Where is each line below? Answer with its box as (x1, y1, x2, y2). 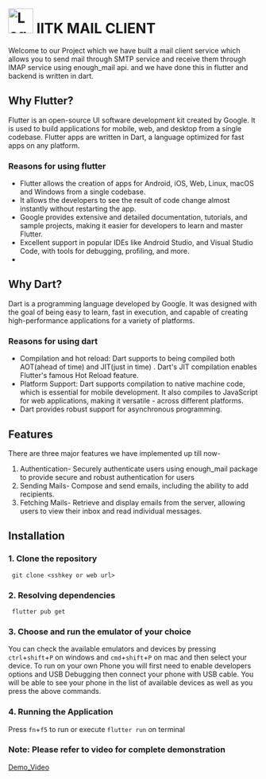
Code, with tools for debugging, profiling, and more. (19, 247, 190, 256)
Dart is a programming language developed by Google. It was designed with (8, 298, 257, 308)
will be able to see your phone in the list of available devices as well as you (8, 678, 253, 687)
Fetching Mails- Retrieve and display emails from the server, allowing (19, 497, 245, 507)
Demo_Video (8, 762, 50, 772)
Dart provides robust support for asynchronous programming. (19, 404, 222, 414)
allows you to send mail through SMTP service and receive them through (8, 54, 246, 64)
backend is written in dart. (8, 71, 94, 80)
